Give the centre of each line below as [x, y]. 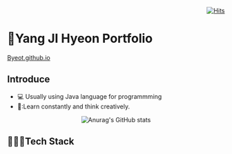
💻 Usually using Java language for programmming [89, 96]
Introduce [29, 79]
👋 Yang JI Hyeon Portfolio [80, 39]
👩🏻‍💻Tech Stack [41, 142]
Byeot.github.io [29, 57]
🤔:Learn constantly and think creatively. [73, 106]
